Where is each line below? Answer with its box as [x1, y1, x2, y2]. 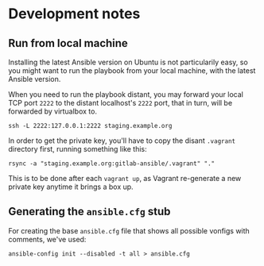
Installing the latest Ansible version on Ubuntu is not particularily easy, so [8, 57, 248, 67]
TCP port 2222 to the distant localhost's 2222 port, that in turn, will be [8, 98, 233, 107]
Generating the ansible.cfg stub [8, 205, 171, 218]
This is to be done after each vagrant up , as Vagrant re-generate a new [8, 174, 242, 183]
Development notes [8, 5, 141, 23]
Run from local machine [8, 37, 129, 50]
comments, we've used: [8, 234, 87, 244]
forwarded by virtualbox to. [8, 106, 98, 116]
